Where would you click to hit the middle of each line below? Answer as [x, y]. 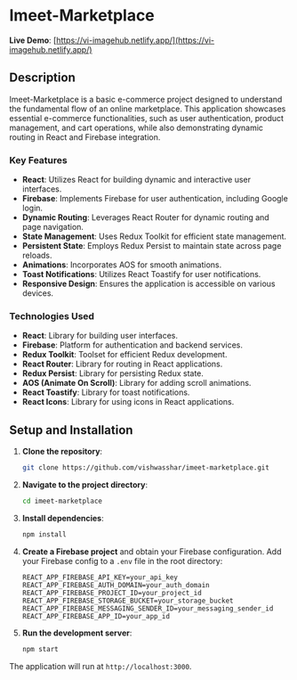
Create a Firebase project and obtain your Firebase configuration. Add [152, 551]
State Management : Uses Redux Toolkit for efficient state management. [154, 236]
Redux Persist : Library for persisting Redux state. [113, 373]
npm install [44, 534]
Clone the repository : [62, 452]
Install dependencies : [63, 518]
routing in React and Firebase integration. [85, 137]
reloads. [37, 256]
